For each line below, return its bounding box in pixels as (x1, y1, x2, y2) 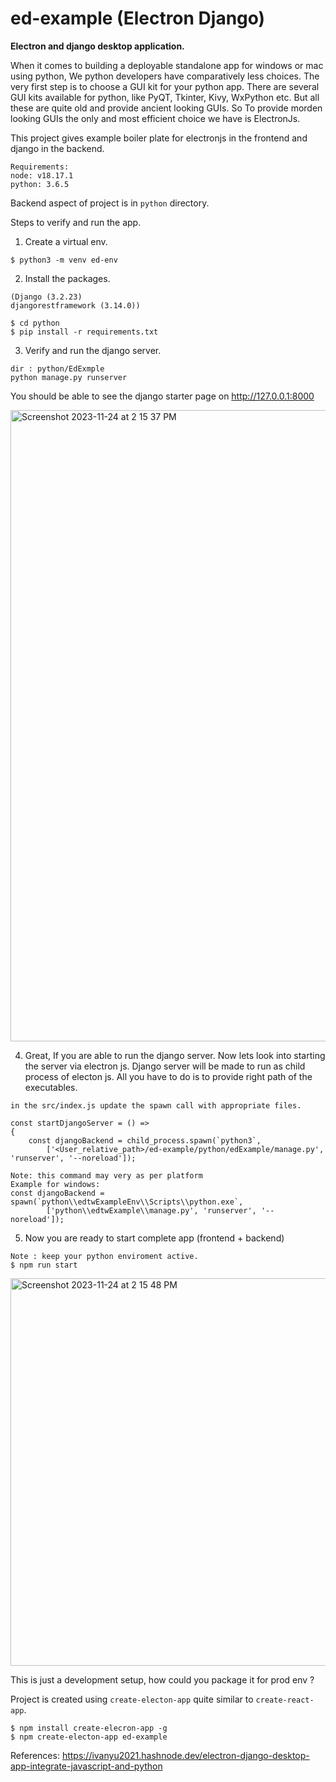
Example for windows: (10, 1179, 101, 1189)
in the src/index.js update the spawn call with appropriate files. (10, 1100, 302, 1111)
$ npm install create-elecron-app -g (10, 1723, 168, 1733)
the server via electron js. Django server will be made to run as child (24, 1060, 306, 1072)
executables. (24, 1081, 78, 1093)
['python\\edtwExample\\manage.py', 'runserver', (46, 1205, 257, 1216)
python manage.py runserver (10, 372, 128, 382)
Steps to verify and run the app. (10, 216, 142, 228)
